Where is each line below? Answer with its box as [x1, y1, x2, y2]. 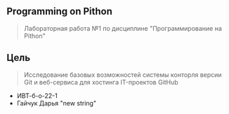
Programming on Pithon [6, 6, 113, 17]
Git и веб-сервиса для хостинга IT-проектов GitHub [23, 78, 178, 86]
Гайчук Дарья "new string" [16, 99, 96, 107]
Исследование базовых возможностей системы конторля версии [23, 70, 222, 79]
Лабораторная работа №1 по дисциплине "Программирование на [23, 24, 223, 32]
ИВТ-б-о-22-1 [16, 91, 58, 100]
